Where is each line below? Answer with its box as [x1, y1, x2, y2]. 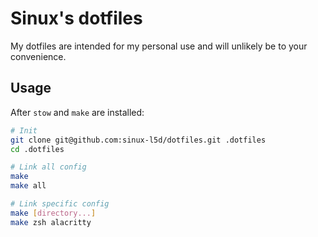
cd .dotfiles [10, 144, 65, 154]
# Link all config [10, 162, 87, 172]
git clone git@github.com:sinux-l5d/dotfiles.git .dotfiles [10, 135, 267, 145]
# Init [10, 125, 38, 136]
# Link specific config [10, 199, 110, 209]
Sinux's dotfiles [10, 7, 143, 30]
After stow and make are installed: [10, 106, 145, 118]
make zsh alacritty [10, 217, 92, 227]
